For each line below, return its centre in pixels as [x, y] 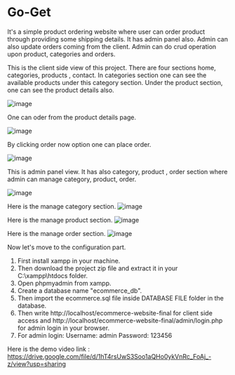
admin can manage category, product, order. [72, 179]
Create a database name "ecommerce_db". [80, 290]
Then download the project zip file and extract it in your [98, 268]
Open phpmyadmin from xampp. [64, 283]
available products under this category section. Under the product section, [115, 82]
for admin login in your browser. [63, 328]
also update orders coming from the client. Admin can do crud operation [112, 46]
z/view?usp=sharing [37, 364]
